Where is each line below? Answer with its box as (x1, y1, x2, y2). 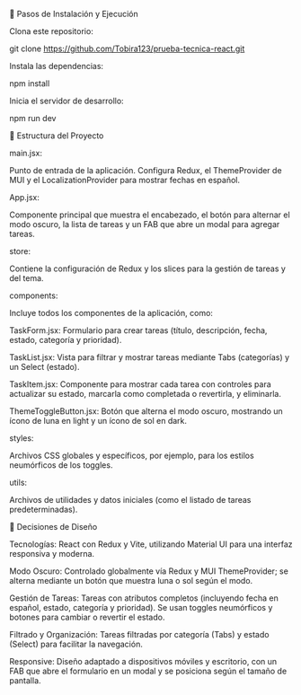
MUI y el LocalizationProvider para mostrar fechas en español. (9, 175, 241, 185)
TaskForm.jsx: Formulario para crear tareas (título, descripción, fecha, (9, 325, 268, 336)
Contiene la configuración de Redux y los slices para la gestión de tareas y (9, 263, 286, 274)
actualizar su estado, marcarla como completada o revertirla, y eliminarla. (9, 389, 281, 399)
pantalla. (9, 675, 42, 686)
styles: (9, 433, 34, 444)
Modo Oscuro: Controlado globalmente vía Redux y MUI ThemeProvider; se (9, 566, 289, 576)
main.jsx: (9, 148, 43, 158)
